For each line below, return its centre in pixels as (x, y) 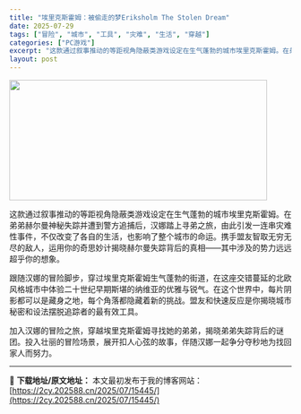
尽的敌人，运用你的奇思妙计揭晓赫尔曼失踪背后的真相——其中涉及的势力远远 (150, 248)
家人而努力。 (33, 353)
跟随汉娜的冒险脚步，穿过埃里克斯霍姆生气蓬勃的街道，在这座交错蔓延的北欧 (150, 278)
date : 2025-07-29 (42, 26)
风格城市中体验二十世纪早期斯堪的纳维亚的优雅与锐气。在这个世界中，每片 (146, 289)
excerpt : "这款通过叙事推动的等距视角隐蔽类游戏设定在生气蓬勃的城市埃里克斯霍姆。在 (149, 51)
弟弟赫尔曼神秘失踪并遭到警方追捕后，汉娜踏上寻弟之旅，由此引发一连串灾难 (150, 225)
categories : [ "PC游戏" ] (52, 43)
